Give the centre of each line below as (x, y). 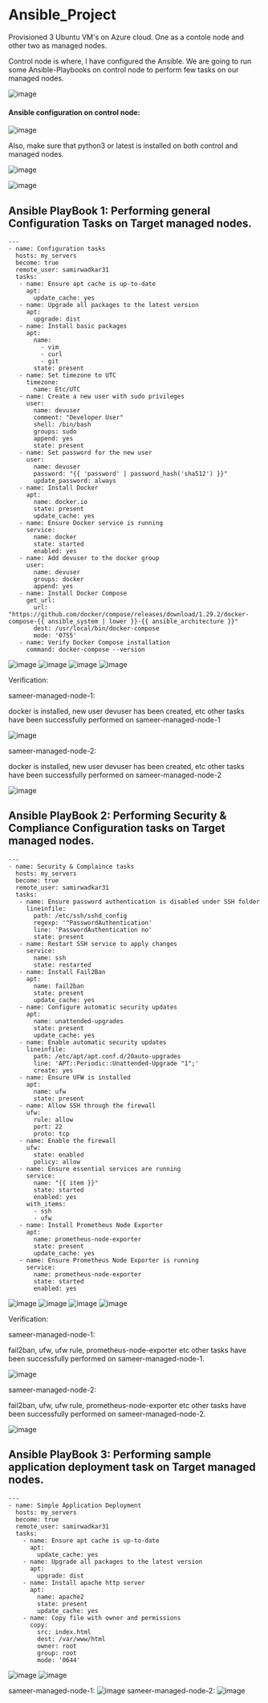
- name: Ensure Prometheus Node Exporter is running (109, 1260)
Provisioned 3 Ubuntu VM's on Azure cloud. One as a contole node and (126, 37)
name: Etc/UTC (57, 389)
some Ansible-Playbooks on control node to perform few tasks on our (124, 69)
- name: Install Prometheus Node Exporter (91, 1225)
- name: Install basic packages (73, 326)
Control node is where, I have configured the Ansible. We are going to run (130, 61)
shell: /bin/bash (62, 424)
